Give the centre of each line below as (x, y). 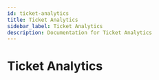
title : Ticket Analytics (43, 20)
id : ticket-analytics (38, 13)
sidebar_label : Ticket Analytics (55, 26)
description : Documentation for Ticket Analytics (80, 32)
